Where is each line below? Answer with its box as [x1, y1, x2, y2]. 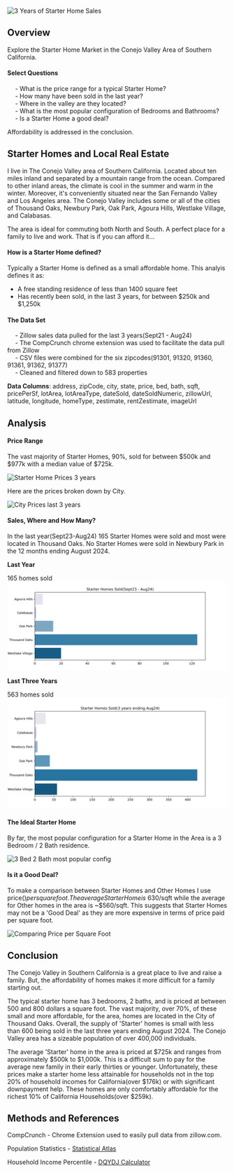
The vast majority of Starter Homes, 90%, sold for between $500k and [7, 452, 211, 461]
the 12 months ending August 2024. [7, 547, 110, 556]
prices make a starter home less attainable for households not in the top [7, 1069, 214, 1078]
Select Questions [7, 69, 59, 77]
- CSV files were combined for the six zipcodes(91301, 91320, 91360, [15, 353, 214, 362]
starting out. [7, 983, 43, 992]
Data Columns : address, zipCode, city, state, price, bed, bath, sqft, [7, 382, 200, 391]
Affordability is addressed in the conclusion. [7, 128, 134, 136]
